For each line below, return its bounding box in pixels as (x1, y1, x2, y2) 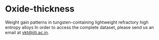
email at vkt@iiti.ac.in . (5, 29, 49, 35)
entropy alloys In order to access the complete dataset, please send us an (5, 24, 154, 30)
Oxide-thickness (5, 3, 75, 14)
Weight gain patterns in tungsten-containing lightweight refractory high (5, 19, 149, 25)
